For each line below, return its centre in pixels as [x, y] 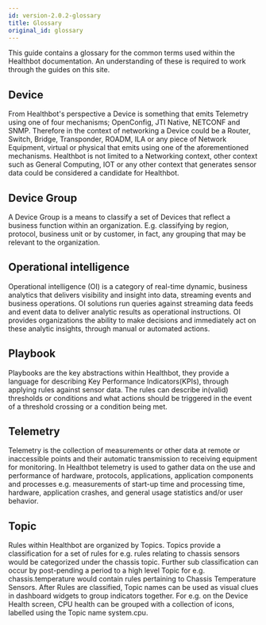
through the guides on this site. [59, 70]
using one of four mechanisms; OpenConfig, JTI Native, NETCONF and [124, 122]
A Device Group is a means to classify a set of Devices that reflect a [120, 217]
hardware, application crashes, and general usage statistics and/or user [126, 492]
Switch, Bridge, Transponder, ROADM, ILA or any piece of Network [118, 139]
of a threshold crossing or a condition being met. [88, 407]
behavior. [23, 501]
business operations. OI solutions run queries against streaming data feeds [131, 303]
